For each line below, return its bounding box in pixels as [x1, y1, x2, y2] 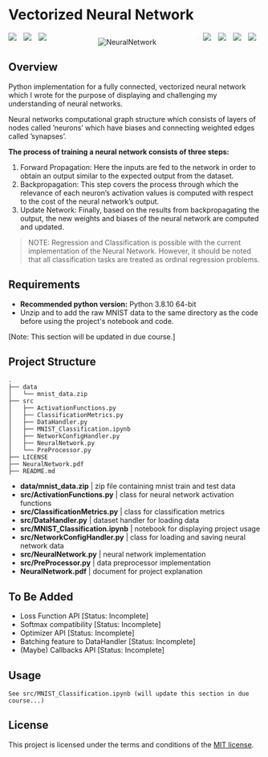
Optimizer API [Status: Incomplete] [19, 628, 135, 638]
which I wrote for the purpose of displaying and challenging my [8, 90, 217, 99]
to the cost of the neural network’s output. [19, 196, 160, 206]
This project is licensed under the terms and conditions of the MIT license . [8, 739, 254, 749]
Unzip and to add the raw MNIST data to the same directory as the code [19, 307, 258, 318]
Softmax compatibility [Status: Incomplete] [19, 620, 161, 629]
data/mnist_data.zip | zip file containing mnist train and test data [19, 481, 236, 491]
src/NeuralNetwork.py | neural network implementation [19, 549, 206, 559]
